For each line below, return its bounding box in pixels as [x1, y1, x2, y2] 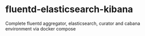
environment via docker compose [5, 25, 76, 31]
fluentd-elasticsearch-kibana [5, 4, 133, 15]
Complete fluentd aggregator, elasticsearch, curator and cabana [5, 20, 140, 26]
